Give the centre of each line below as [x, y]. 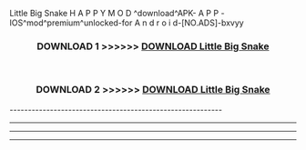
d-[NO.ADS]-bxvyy [208, 23]
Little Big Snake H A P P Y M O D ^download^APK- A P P [114, 13]
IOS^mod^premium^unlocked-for [71, 23]
